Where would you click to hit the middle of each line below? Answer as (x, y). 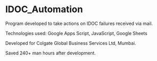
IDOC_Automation (44, 9)
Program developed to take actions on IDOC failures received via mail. (79, 23)
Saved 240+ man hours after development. (51, 53)
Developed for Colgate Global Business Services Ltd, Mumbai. (71, 43)
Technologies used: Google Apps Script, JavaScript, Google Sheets (76, 33)
